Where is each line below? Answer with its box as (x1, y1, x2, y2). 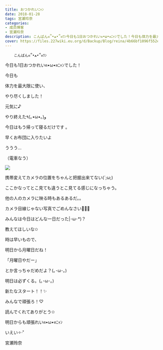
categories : (5, 20, 29, 26)
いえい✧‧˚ (5, 329, 24, 335)
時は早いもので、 (5, 236, 39, 242)
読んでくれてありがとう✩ (5, 309, 55, 315)
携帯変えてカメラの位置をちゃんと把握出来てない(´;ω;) (5, 175, 113, 180)
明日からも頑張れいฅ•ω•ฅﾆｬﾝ (5, 319, 63, 325)
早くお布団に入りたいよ (5, 134, 52, 140)
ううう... (5, 144, 22, 151)
